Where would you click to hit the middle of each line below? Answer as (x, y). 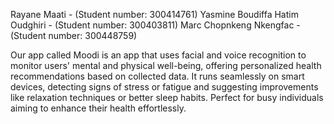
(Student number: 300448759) (74, 35)
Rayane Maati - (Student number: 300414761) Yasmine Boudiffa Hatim (154, 14)
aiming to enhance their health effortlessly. (98, 108)
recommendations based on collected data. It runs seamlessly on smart (157, 76)
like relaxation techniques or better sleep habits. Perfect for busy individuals (167, 97)
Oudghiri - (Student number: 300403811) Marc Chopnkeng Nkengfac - (155, 25)
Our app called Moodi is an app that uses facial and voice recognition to (158, 55)
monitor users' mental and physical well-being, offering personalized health (166, 65)
